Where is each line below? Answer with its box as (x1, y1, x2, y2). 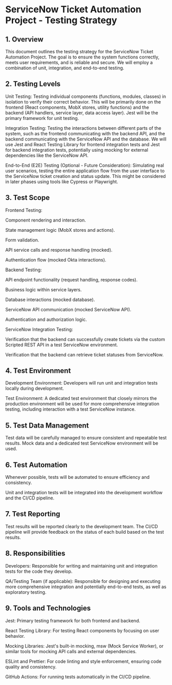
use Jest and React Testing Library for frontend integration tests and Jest (5, 141, 160, 147)
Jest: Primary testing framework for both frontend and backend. (5, 617, 141, 623)
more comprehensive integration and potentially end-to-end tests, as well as (5, 583, 166, 590)
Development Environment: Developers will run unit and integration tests (5, 380, 158, 386)
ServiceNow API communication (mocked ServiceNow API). (5, 306, 132, 312)
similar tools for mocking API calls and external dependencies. (5, 648, 137, 654)
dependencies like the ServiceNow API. (5, 152, 89, 158)
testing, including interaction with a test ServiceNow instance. (5, 406, 136, 412)
